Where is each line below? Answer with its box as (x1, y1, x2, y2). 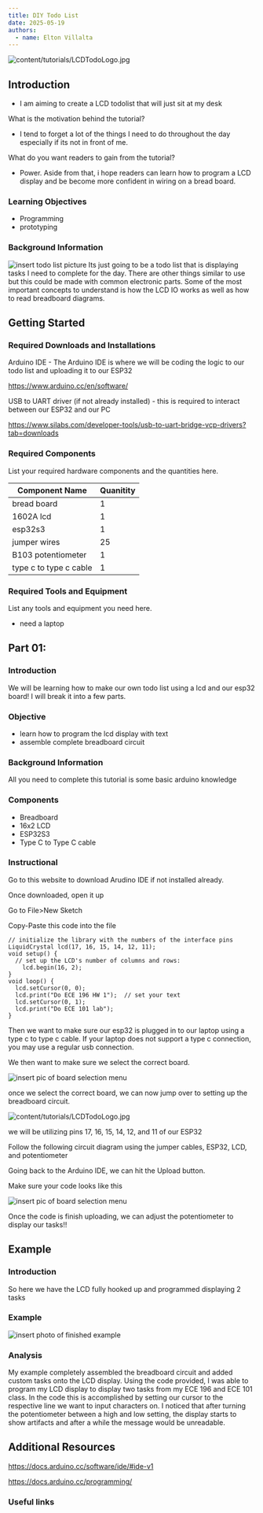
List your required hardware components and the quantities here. (8, 466, 218, 475)
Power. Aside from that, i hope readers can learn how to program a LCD (19, 168, 251, 178)
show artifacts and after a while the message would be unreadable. (8, 1418, 226, 1427)
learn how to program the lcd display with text (19, 729, 169, 738)
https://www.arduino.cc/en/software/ (8, 381, 129, 390)
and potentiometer (8, 1150, 68, 1160)
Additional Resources (8, 1441, 115, 1454)
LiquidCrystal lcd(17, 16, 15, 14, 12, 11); (8, 942, 156, 951)
